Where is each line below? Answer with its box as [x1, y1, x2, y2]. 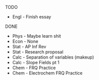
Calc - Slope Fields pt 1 [12, 60, 59, 65]
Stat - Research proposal [12, 49, 63, 55]
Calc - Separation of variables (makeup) [12, 54, 94, 60]
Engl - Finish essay [12, 14, 51, 19]
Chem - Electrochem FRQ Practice [12, 70, 83, 76]
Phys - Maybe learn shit [12, 33, 61, 39]
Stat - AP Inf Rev [12, 44, 47, 49]
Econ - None [12, 38, 39, 44]
